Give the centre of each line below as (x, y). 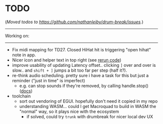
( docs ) (26, 91)
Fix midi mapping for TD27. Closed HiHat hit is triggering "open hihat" (81, 49)
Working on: (17, 36)
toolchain (21, 96)
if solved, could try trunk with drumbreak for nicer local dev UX (90, 116)
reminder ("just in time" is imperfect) (49, 80)
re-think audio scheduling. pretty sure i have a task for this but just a (80, 75)
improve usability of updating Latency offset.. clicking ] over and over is (84, 65)
